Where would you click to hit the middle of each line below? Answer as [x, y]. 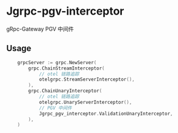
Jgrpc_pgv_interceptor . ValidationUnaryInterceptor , [106, 113]
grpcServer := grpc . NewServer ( [57, 62]
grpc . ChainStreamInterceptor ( [66, 68]
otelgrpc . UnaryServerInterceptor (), [85, 102]
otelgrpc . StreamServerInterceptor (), [87, 80]
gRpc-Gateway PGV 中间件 [40, 29]
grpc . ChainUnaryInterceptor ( [65, 91]
